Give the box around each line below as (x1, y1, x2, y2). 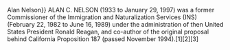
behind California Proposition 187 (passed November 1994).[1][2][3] (7, 35, 199, 43)
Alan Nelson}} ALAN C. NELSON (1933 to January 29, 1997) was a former (7, 6, 215, 14)
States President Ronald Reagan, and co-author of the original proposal (7, 27, 209, 36)
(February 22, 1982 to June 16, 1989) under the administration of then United (7, 21, 224, 28)
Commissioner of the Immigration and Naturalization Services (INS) (7, 13, 198, 21)
